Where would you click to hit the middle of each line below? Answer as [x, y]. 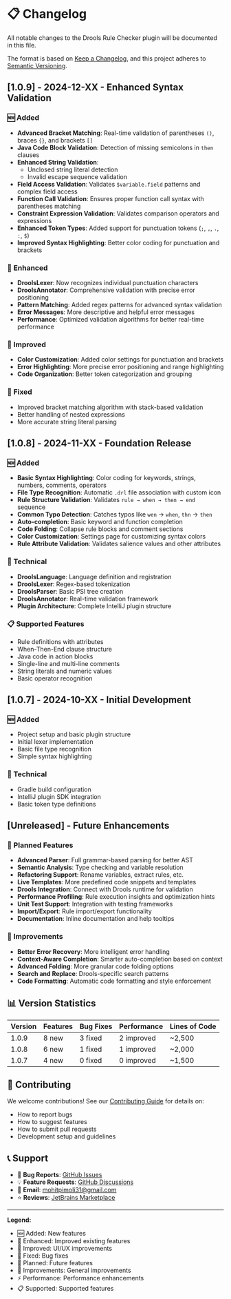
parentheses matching [49, 206]
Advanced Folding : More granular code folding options [95, 966]
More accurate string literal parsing [67, 422]
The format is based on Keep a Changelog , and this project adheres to [107, 58]
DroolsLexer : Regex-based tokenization [74, 584]
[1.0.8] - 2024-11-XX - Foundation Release [99, 443]
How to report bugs [45, 1114]
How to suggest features [52, 1122]
